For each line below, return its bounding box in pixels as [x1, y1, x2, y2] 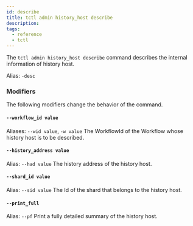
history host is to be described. [6, 134, 85, 141]
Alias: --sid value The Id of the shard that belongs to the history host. [6, 186, 183, 193]
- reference [12, 32, 43, 38]
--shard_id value [6, 174, 51, 180]
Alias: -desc [6, 72, 35, 79]
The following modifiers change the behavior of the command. [6, 101, 163, 108]
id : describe [6, 9, 40, 15]
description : [6, 20, 40, 26]
